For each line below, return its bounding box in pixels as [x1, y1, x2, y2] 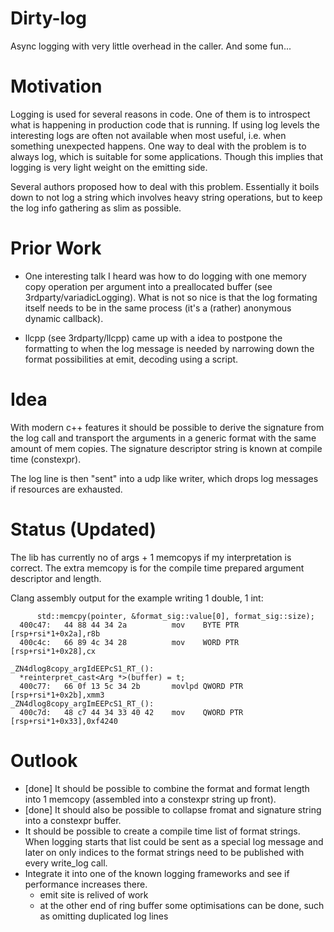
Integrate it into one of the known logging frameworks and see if [24, 867, 290, 879]
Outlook [10, 749, 78, 772]
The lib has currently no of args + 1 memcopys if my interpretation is [10, 551, 292, 563]
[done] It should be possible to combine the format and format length [24, 782, 310, 794]
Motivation [10, 75, 103, 98]
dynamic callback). [24, 312, 104, 324]
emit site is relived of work [39, 888, 149, 901]
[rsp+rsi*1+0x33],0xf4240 [10, 716, 118, 726]
